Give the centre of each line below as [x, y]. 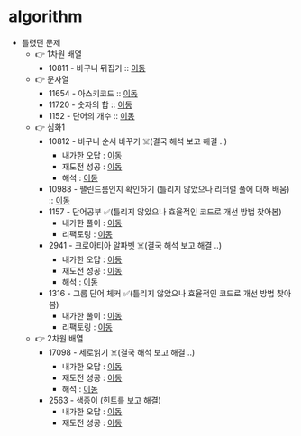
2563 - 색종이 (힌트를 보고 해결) [105, 400]
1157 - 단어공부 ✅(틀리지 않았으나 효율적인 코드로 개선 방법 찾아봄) [165, 211]
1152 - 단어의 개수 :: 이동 [91, 115]
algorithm [46, 17]
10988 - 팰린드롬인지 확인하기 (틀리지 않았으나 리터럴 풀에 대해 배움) [169, 189]
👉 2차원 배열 [59, 338]
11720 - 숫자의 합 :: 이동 [90, 104]
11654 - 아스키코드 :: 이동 [93, 93]
